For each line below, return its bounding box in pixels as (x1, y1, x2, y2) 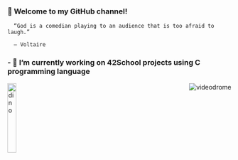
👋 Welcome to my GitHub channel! (7, 6, 128, 16)
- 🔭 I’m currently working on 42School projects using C (7, 58, 201, 68)
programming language (7, 67, 90, 77)
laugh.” (7, 28, 31, 36)
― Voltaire (13, 41, 46, 48)
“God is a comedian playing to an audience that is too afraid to (13, 23, 215, 30)
